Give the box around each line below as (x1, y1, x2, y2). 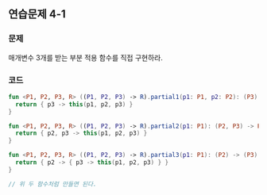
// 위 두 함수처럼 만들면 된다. (8, 180, 97, 188)
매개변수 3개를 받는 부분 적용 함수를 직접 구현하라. (8, 52, 163, 62)
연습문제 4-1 (8, 7, 66, 21)
